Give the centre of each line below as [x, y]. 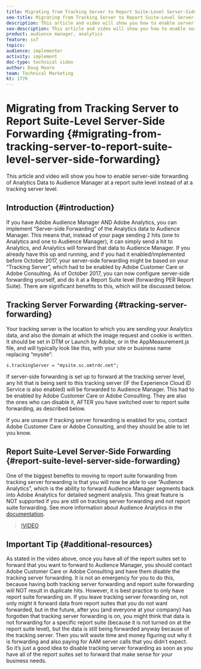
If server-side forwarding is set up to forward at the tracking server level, [96, 377]
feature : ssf [22, 40]
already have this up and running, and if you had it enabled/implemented [96, 254]
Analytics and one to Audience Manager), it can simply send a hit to [90, 241]
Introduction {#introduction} [60, 208]
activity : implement [32, 56]
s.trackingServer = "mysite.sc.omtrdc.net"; [63, 365]
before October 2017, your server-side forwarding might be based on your [97, 260]
